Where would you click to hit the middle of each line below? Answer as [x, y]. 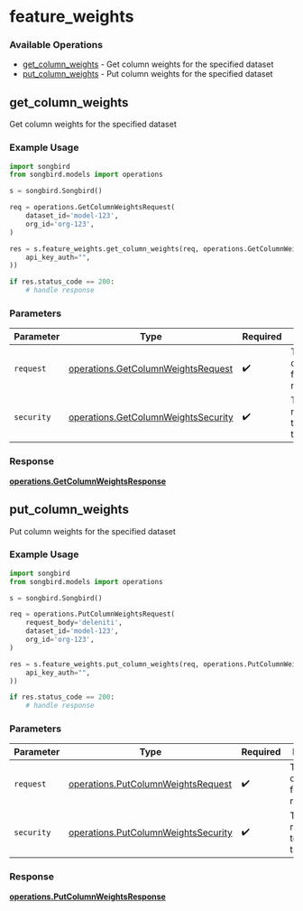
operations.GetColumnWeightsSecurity [151, 417]
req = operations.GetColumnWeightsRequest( [92, 208]
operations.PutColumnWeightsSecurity [150, 832]
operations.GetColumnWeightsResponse [88, 481]
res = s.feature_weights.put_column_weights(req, [105, 664]
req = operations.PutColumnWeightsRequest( [92, 614]
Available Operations [56, 45]
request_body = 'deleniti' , [74, 623]
